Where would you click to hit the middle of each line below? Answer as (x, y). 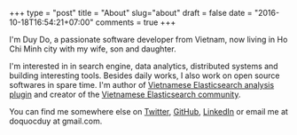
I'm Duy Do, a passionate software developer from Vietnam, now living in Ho (148, 40)
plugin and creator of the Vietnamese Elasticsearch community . (125, 94)
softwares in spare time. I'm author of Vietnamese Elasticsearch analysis (142, 85)
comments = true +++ (136, 22)
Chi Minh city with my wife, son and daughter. (93, 49)
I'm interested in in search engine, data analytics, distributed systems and (144, 66)
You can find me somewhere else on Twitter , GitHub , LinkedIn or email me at (148, 111)
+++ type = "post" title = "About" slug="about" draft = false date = (131, 13)
